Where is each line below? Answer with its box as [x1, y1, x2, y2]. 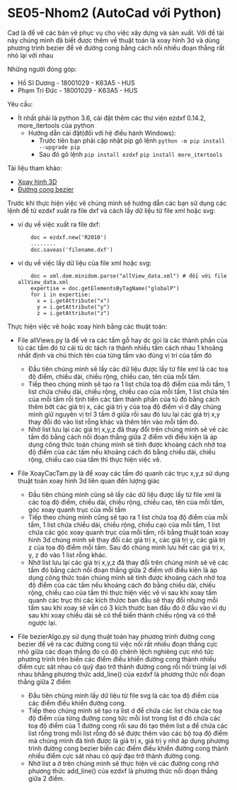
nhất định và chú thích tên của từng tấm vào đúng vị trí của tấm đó [17, 351, 212, 359]
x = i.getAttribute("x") [36, 297, 110, 305]
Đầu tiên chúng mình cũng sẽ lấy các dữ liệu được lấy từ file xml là [28, 490, 221, 498]
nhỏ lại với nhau [7, 51, 54, 60]
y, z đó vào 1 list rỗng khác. [28, 550, 108, 559]
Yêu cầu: [7, 99, 33, 108]
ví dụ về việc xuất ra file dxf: [17, 220, 100, 229]
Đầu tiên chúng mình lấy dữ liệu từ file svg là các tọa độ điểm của [28, 691, 219, 700]
